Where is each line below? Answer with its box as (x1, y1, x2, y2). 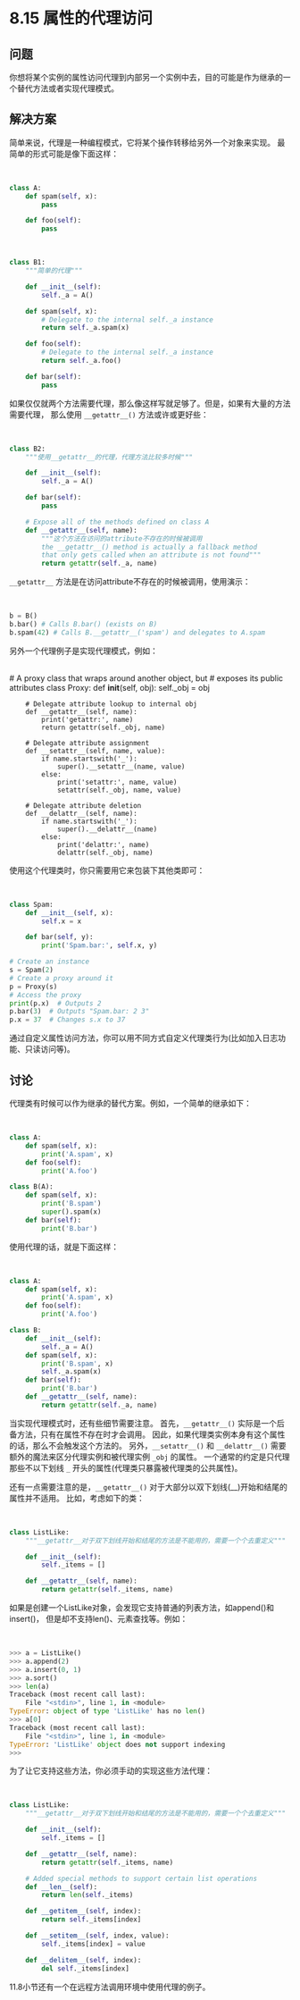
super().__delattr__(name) (56, 824, 158, 834)
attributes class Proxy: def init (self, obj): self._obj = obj (9, 682, 210, 693)
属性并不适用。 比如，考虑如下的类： (9, 1492, 145, 1503)
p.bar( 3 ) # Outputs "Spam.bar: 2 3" (9, 1007, 150, 1016)
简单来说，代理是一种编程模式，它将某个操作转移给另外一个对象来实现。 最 (9, 137, 286, 147)
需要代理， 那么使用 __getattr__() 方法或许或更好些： (9, 408, 209, 420)
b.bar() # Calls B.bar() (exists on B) (9, 620, 158, 629)
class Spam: (9, 900, 54, 909)
